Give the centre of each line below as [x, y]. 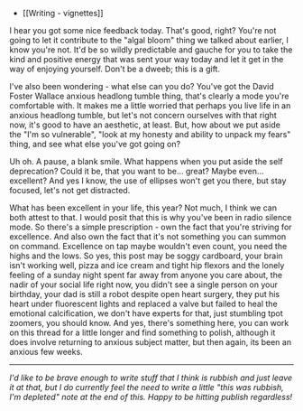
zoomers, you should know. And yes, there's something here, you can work [149, 323]
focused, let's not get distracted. [70, 190]
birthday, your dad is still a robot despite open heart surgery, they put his [145, 294]
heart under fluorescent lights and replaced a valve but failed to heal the [143, 304]
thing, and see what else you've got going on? [95, 144]
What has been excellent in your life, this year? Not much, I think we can [143, 208]
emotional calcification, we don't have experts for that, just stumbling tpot [146, 313]
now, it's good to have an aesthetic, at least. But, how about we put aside [145, 125]
